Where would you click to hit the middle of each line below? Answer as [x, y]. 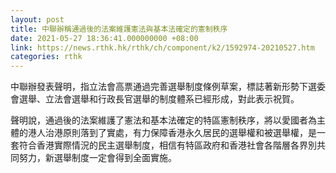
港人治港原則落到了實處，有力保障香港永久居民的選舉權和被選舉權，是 [172, 133]
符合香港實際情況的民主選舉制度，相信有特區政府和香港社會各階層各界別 [167, 145]
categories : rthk [46, 57]
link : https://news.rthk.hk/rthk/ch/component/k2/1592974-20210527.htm [162, 47]
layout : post [37, 19]
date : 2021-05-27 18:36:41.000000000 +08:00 [104, 38]
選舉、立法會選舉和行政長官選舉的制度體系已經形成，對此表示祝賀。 [159, 99]
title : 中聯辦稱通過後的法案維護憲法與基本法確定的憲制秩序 [119, 29]
